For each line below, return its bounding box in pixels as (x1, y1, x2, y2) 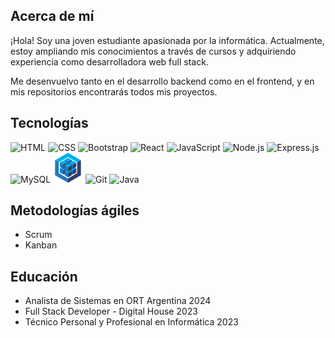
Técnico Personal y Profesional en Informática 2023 (24, 316, 239, 328)
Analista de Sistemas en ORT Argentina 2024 (24, 295, 212, 307)
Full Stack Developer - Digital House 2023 (24, 305, 198, 318)
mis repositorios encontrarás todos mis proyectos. (10, 85, 218, 98)
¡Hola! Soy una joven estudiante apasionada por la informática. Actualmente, (10, 34, 325, 46)
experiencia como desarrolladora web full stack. (10, 55, 209, 68)
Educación (10, 268, 78, 285)
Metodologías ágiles (10, 202, 140, 219)
